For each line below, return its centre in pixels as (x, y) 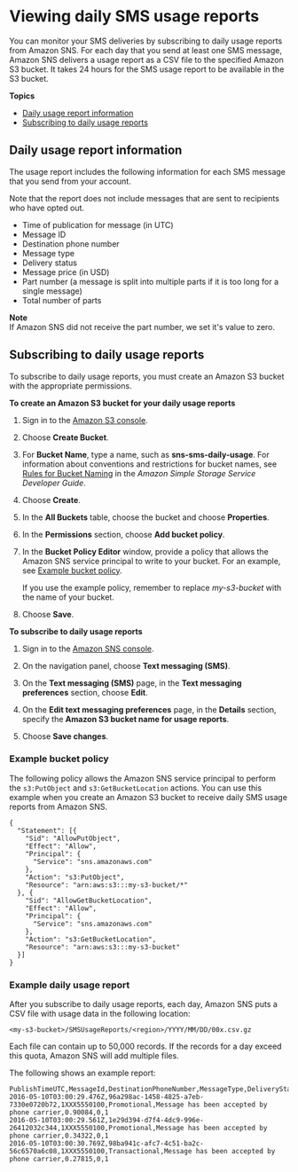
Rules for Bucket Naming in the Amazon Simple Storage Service (139, 473)
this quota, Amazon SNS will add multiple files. (94, 1056)
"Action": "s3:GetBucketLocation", (91, 939)
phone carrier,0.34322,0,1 (59, 1136)
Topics (22, 96)
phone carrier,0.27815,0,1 (59, 1160)
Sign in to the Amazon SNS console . (88, 649)
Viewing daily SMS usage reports (134, 16)
